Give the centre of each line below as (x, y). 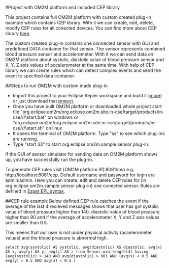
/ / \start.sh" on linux (42, 128)
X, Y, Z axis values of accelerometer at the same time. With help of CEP (80, 65)
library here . (18, 33)
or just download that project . (43, 101)
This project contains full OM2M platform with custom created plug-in (78, 17)
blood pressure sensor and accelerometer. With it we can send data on (79, 54)
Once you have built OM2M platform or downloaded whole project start (87, 106)
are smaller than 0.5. (27, 223)
